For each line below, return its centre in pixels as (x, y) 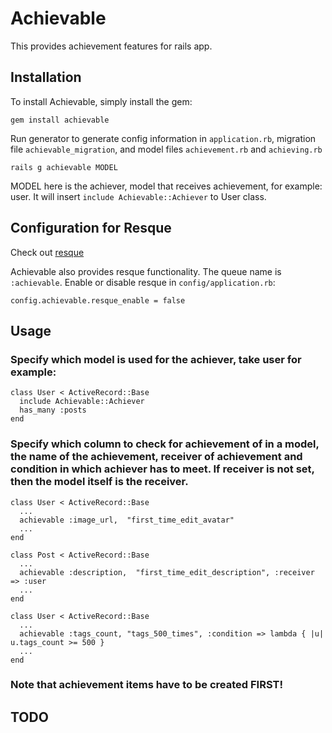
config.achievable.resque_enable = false (98, 300)
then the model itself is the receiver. (99, 482)
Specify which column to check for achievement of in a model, (165, 444)
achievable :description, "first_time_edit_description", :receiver (167, 572)
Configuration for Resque (91, 228)
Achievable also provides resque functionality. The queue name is (146, 271)
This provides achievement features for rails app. (111, 46)
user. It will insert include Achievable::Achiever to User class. (138, 196)
